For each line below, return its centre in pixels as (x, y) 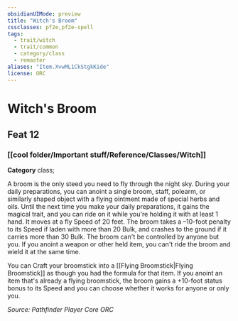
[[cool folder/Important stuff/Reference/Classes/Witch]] (107, 155)
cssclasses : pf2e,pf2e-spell (50, 27)
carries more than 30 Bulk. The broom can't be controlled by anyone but (113, 237)
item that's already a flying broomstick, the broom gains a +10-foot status (115, 281)
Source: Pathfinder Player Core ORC (61, 310)
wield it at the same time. (44, 252)
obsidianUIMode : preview (44, 14)
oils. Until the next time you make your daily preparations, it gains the (108, 207)
